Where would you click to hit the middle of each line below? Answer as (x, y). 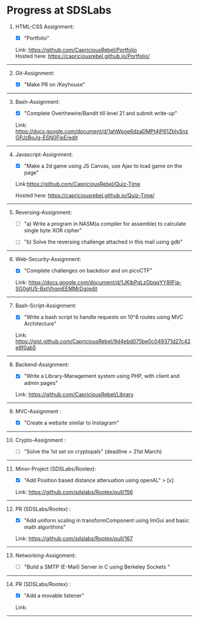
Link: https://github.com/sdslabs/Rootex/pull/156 (74, 492)
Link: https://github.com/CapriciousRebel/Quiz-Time (78, 184)
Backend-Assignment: (42, 365)
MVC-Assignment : (38, 411)
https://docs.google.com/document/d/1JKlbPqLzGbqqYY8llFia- (105, 282)
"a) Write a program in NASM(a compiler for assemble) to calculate (105, 224)
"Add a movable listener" (54, 595)
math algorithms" (45, 527)
